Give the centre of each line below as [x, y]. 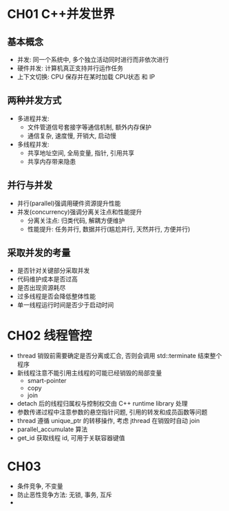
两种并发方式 [34, 101]
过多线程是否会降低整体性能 [56, 296]
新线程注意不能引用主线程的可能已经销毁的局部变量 [89, 373]
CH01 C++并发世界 [61, 14]
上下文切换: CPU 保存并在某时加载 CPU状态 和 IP [86, 77]
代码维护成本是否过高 [47, 279]
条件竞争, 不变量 [40, 486]
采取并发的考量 [39, 253]
